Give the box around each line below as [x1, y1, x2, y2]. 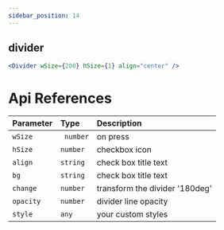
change [12, 184, 37, 193]
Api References [8, 89, 113, 107]
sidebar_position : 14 [8, 11, 80, 20]
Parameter [12, 118, 53, 129]
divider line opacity [96, 196, 168, 207]
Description [96, 118, 142, 129]
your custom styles [96, 209, 168, 220]
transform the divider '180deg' [96, 183, 212, 194]
